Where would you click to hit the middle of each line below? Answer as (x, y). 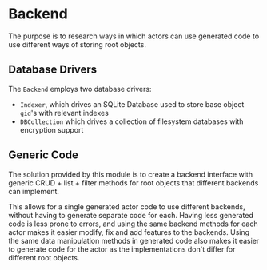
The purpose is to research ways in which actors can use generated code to (134, 36)
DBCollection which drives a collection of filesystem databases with (132, 121)
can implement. (34, 191)
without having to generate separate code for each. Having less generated (131, 215)
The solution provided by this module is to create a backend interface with (131, 174)
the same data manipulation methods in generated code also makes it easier (134, 240)
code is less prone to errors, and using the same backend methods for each (133, 224)
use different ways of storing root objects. (77, 44)
